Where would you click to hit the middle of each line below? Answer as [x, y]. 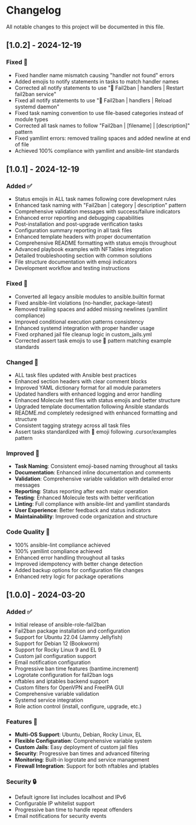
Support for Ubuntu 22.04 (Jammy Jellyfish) [68, 637]
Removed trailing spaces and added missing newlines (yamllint [91, 309]
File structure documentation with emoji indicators [76, 262]
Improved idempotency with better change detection [79, 564]
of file [22, 144]
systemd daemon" [37, 107]
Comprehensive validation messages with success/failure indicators [97, 211]
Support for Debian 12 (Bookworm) [57, 644]
